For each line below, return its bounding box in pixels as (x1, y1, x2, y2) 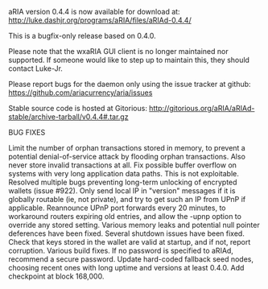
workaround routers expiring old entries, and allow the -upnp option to (8, 212, 241, 221)
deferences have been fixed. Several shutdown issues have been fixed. (8, 229, 245, 238)
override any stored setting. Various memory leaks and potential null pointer (8, 221, 260, 229)
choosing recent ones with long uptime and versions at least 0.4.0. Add (8, 263, 245, 272)
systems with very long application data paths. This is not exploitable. (8, 169, 239, 178)
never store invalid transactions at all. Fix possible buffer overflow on (8, 160, 237, 170)
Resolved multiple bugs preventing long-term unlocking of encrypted (8, 177, 237, 187)
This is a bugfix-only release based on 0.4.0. (8, 31, 157, 40)
